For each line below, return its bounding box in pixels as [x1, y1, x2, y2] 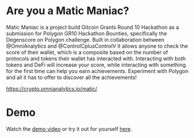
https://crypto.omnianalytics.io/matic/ [6, 85, 98, 92]
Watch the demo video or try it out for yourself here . [6, 125, 132, 132]
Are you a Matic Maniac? [6, 4, 129, 18]
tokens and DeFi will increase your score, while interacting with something [6, 61, 186, 68]
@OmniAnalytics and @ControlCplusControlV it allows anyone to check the [6, 42, 188, 50]
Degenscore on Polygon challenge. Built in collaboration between [6, 36, 165, 43]
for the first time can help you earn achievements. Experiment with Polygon [6, 67, 189, 74]
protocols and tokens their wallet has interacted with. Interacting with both [6, 55, 186, 62]
